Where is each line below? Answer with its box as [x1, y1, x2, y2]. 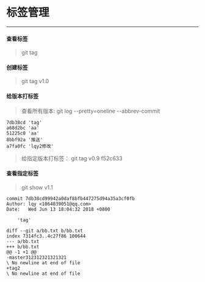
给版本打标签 [6, 92, 38, 100]
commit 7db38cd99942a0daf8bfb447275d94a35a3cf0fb [6, 195, 135, 202]
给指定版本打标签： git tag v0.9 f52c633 [21, 154, 123, 162]
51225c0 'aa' [6, 130, 40, 136]
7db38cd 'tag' [6, 119, 43, 125]
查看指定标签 [6, 169, 38, 177]
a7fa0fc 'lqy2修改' [6, 143, 54, 149]
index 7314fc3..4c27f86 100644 [6, 233, 86, 239]
